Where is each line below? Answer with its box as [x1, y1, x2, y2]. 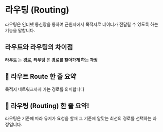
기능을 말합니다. [5, 27, 36, 33]
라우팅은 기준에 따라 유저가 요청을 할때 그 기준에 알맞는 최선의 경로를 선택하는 [5, 115, 152, 121]
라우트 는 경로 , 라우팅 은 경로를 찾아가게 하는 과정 [5, 57, 98, 63]
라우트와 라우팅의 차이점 [5, 43, 73, 51]
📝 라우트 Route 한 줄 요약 [5, 72, 76, 81]
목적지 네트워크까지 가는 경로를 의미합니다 [5, 86, 85, 92]
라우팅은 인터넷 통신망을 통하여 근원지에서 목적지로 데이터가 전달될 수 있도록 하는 [5, 21, 159, 27]
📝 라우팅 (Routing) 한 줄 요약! [5, 101, 90, 110]
